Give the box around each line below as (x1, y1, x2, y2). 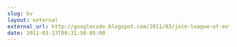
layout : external (7, 17, 59, 23)
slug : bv (7, 10, 33, 17)
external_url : (7, 23, 49, 30)
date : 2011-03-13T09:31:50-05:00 (7, 29, 106, 37)
